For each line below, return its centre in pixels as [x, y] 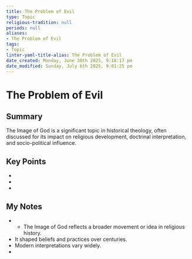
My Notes [24, 207]
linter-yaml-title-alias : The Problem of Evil [64, 55]
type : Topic [21, 17]
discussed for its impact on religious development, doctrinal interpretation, [96, 137]
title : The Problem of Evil [41, 11]
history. [33, 233]
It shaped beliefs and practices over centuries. [71, 239]
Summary [24, 116]
